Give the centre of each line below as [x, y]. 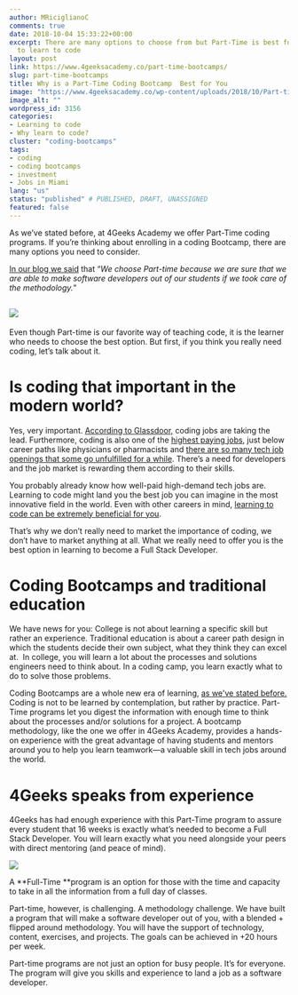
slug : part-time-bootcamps [59, 76]
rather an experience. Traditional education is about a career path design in [147, 638]
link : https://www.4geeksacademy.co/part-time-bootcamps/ [118, 68]
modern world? [67, 406]
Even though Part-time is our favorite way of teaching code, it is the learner [147, 332]
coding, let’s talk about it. [55, 351]
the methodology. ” [43, 287]
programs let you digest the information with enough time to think [149, 712]
